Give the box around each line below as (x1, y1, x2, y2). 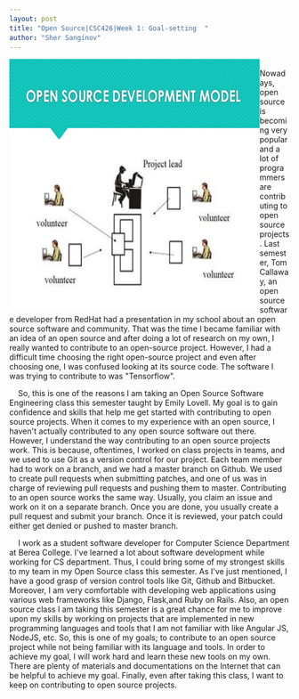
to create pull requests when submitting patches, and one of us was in (9, 473, 267, 484)
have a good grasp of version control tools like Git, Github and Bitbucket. (9, 575, 276, 587)
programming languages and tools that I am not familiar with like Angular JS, (9, 623, 289, 634)
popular (259, 134, 288, 145)
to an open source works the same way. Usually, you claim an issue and (9, 492, 273, 503)
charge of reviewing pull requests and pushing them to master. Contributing (9, 483, 287, 493)
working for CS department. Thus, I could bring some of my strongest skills (9, 557, 285, 567)
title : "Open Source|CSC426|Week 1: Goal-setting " (9, 23, 209, 33)
